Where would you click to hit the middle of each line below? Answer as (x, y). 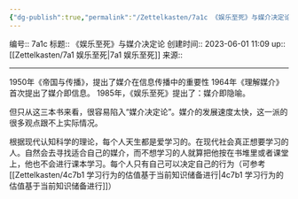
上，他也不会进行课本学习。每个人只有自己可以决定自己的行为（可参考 (137, 164)
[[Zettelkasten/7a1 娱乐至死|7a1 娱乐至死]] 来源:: (96, 55)
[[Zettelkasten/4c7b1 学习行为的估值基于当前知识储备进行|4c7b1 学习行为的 (146, 174)
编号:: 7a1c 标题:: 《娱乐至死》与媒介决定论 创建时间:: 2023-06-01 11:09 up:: (148, 43)
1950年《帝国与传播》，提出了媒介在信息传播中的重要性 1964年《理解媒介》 (146, 81)
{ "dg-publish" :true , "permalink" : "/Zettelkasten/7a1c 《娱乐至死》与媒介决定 (147, 17)
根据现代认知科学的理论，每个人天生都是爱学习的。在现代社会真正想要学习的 (149, 142)
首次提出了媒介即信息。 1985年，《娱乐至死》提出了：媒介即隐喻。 (130, 93)
